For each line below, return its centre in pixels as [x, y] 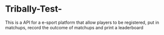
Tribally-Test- [34, 9]
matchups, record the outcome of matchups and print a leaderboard [74, 27]
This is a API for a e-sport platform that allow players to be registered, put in [82, 22]
